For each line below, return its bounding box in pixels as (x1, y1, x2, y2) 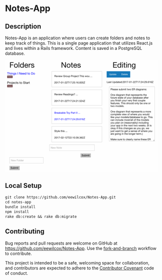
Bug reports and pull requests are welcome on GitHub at (5, 240, 118, 246)
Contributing (5, 227, 45, 235)
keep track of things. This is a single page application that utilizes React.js (5, 40, 153, 46)
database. (5, 50, 25, 56)
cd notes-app (5, 200, 32, 204)
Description (5, 22, 41, 31)
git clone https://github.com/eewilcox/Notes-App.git (5, 195, 116, 200)
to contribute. (5, 250, 32, 256)
